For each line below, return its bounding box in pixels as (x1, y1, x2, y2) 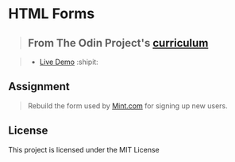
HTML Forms (8, 5, 95, 23)
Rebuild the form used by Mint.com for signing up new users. (27, 100, 228, 111)
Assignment (8, 80, 70, 93)
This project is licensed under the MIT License (8, 145, 160, 154)
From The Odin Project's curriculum (27, 36, 209, 50)
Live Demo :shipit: (39, 57, 99, 66)
